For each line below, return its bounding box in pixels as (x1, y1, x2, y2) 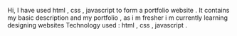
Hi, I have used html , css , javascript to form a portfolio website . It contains (7, 6, 230, 14)
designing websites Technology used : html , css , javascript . (7, 21, 187, 29)
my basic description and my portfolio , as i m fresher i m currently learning (7, 13, 228, 22)
